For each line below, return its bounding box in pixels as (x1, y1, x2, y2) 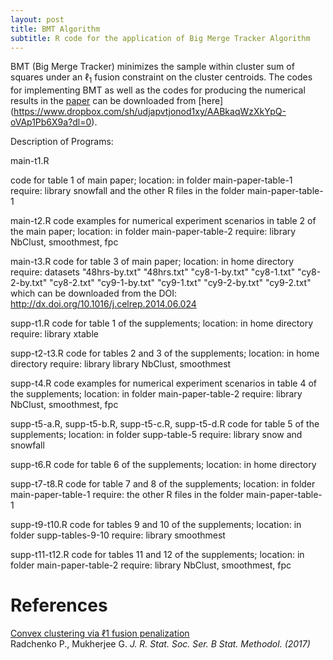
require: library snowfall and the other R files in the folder (10, 185, 245, 197)
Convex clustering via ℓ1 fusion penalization (10, 627, 190, 640)
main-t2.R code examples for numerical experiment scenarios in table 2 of (10, 215, 317, 227)
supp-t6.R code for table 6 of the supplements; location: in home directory (10, 459, 317, 471)
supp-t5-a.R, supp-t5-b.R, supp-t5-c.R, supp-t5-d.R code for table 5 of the (10, 418, 320, 430)
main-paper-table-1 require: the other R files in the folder (10, 489, 245, 501)
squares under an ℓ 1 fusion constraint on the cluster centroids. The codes (10, 71, 313, 86)
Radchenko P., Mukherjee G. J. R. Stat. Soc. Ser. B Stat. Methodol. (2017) (10, 638, 311, 650)
